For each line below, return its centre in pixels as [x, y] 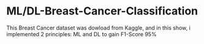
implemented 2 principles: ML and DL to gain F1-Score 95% [82, 34]
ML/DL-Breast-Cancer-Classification [102, 11]
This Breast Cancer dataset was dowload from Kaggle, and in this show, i [99, 28]
